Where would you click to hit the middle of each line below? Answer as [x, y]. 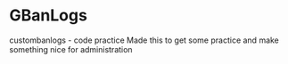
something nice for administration [71, 49]
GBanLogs [48, 16]
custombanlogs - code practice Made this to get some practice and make [144, 40]
